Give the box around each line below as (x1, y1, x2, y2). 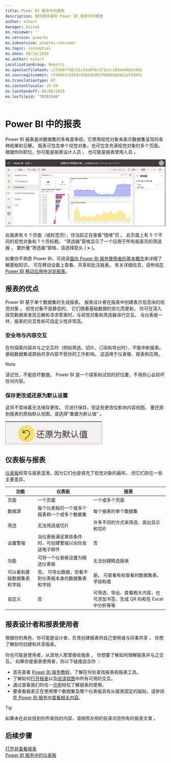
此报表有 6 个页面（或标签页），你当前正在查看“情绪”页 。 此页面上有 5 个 (5, 232, 158, 238)
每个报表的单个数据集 (93, 508, 138, 514)
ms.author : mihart (5, 56, 44, 62)
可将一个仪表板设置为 (37, 554, 82, 560)
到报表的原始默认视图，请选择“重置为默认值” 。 (5, 411, 104, 417)
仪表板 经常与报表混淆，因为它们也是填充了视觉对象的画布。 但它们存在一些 (5, 470, 163, 476)
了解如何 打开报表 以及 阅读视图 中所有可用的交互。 (12, 675, 116, 682)
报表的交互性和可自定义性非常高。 (14, 318, 85, 324)
